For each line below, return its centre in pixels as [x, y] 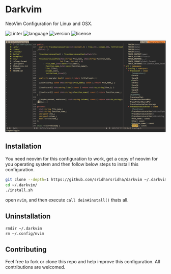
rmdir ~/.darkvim [24, 229]
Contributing [26, 249]
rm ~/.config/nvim [25, 234]
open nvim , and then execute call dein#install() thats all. [67, 200]
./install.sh [19, 190]
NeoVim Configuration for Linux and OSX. [49, 24]
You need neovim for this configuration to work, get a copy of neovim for [81, 158]
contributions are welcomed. [35, 267]
